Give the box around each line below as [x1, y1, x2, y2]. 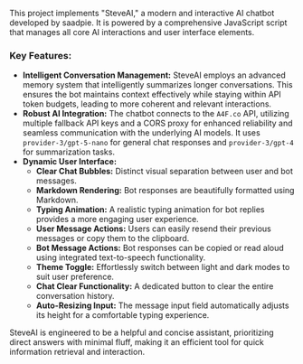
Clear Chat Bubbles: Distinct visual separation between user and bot [35, 166, 294, 177]
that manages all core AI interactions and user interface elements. [9, 27, 255, 37]
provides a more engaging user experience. [35, 214, 199, 225]
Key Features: [9, 49, 72, 61]
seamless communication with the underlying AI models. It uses [22, 127, 260, 138]
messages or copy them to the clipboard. [35, 233, 190, 244]
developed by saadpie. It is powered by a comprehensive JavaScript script [9, 17, 288, 28]
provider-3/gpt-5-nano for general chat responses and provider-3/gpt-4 [22, 137, 294, 148]
